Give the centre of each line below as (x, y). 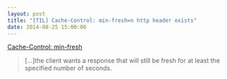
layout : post (26, 14)
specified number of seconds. (68, 68)
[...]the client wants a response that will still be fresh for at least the (122, 61)
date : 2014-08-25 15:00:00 (47, 27)
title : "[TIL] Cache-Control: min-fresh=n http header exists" (102, 20)
